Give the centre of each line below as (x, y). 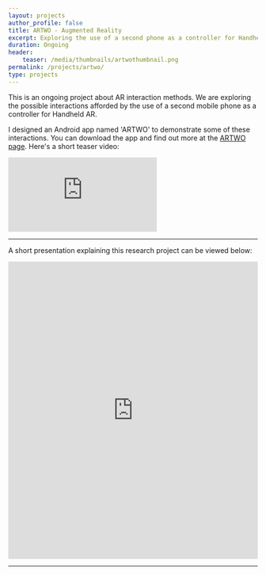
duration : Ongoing (38, 45)
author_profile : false (46, 23)
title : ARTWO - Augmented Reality (65, 30)
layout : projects (37, 15)
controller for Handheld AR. (53, 114)
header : (21, 52)
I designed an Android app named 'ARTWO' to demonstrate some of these (129, 129)
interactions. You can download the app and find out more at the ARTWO (127, 138)
